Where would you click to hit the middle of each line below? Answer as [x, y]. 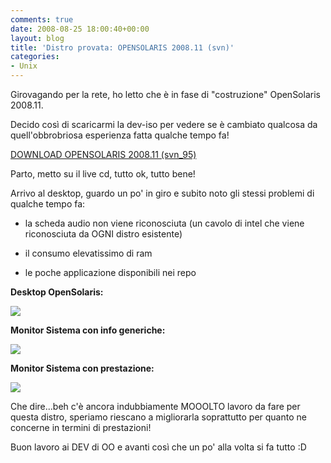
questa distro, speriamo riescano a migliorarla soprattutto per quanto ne [158, 417]
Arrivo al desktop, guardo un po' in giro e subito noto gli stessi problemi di [162, 193]
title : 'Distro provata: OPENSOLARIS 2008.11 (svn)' [122, 47]
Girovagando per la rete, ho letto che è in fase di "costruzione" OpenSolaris [165, 94]
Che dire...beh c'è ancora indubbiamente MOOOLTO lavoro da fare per [155, 406]
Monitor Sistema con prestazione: [82, 368]
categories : [35, 57]
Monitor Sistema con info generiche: [88, 330]
